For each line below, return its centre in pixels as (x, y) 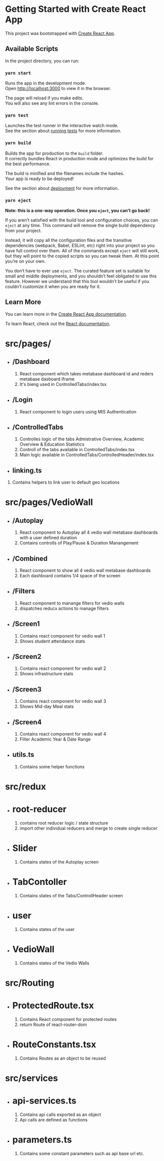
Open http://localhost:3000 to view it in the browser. (58, 89)
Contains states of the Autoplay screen (59, 862)
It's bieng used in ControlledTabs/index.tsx (63, 384)
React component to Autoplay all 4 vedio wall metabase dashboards (89, 532)
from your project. (23, 231)
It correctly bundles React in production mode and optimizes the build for (79, 158)
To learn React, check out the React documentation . (58, 324)
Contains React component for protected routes (68, 1019)
